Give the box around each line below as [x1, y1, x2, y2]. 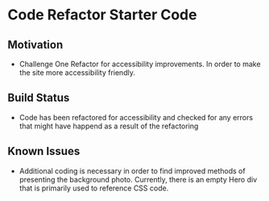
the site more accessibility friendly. [19, 68, 136, 77]
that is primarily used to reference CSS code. [19, 183, 169, 193]
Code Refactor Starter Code [7, 6, 197, 24]
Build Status [7, 91, 70, 105]
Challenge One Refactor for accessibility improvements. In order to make [19, 59, 261, 69]
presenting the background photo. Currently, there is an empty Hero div [19, 174, 258, 184]
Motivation [7, 38, 64, 52]
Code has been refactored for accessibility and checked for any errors [19, 112, 254, 122]
